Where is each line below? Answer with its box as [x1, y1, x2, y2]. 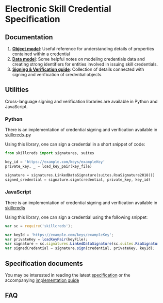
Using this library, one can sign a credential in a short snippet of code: [5, 142, 146, 147]
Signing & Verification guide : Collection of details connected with [12, 66, 145, 72]
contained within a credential [12, 51, 70, 57]
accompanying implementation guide [5, 277, 79, 283]
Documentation [5, 33, 53, 41]
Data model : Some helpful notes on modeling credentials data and [12, 56, 145, 62]
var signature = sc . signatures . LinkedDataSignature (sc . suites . [5, 241, 136, 246]
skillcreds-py [5, 132, 32, 138]
